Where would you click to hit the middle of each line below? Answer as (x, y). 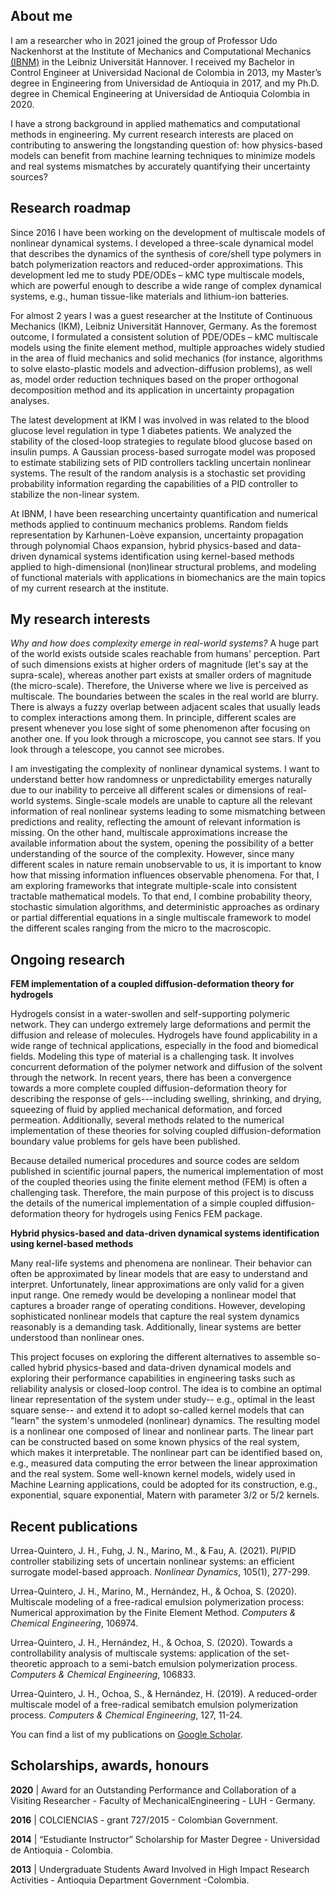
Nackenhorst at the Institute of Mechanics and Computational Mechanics (161, 51)
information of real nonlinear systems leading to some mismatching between (168, 811)
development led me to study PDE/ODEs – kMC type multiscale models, (157, 275)
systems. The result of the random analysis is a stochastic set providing (158, 473)
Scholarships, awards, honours (110, 1765)
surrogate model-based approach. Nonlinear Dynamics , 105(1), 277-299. (160, 1572)
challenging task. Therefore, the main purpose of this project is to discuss (162, 1193)
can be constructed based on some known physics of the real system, (155, 1442)
